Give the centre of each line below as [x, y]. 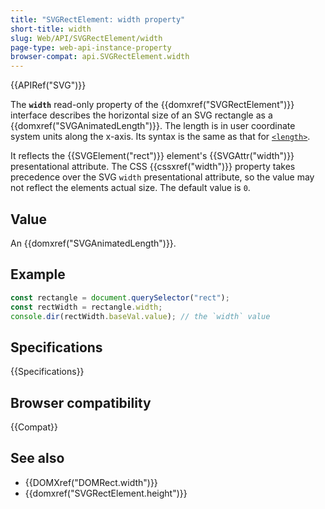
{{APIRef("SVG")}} [48, 85]
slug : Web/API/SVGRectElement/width [86, 38]
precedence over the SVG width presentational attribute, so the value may [162, 177]
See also [37, 458]
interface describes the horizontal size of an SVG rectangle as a [141, 115]
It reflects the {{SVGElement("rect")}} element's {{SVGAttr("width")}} [152, 156]
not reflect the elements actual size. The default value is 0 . [130, 188]
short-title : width [51, 29]
